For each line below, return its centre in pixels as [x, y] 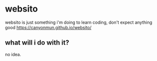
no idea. [13, 54]
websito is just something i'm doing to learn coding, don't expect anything [78, 22]
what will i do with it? [37, 43]
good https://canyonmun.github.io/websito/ [48, 27]
